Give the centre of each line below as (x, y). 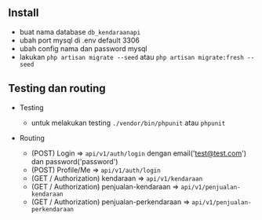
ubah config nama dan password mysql (83, 48)
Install (24, 13)
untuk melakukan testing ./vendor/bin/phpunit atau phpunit (128, 123)
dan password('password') (75, 161)
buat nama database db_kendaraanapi (80, 31)
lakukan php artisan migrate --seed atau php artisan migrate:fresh (132, 57)
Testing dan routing (57, 88)
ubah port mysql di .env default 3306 (79, 40)
